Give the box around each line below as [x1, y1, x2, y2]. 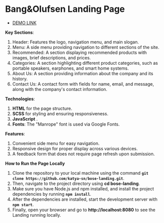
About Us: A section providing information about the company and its [12, 70, 154, 76]
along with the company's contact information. [12, 86, 108, 92]
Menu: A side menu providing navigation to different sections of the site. [12, 44, 160, 50]
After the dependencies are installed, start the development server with [12, 196, 158, 202]
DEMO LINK [12, 20, 37, 26]
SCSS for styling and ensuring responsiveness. [12, 110, 109, 117]
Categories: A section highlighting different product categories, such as [12, 60, 158, 66]
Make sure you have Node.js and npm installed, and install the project [12, 185, 154, 191]
